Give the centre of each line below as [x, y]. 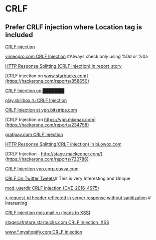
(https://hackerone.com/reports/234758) [47, 125]
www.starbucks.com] [66, 76]
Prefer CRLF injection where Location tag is [74, 27]
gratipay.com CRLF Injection [34, 134]
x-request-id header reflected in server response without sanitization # [78, 198]
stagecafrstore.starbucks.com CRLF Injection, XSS [57, 222]
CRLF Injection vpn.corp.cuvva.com [42, 169]
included [19, 35]
